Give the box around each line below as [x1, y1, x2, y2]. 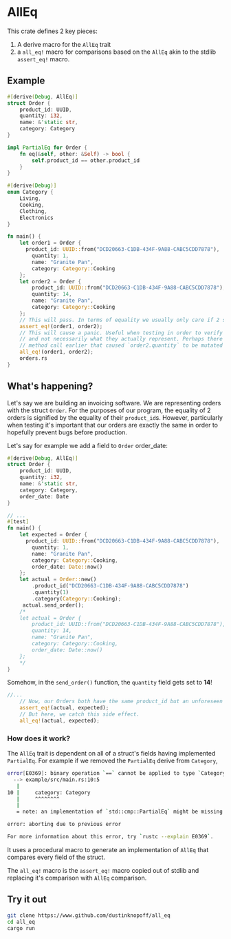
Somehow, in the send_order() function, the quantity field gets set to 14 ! [7, 678, 213, 687]
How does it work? [7, 734, 71, 743]
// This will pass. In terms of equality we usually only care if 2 [19, 316, 220, 323]
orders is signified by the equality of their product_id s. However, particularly [7, 413, 223, 421]
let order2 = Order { [19, 278, 81, 285]
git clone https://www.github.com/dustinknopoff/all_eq [7, 911, 170, 919]
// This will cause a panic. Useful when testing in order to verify [19, 329, 223, 336]
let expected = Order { [19, 532, 88, 538]
